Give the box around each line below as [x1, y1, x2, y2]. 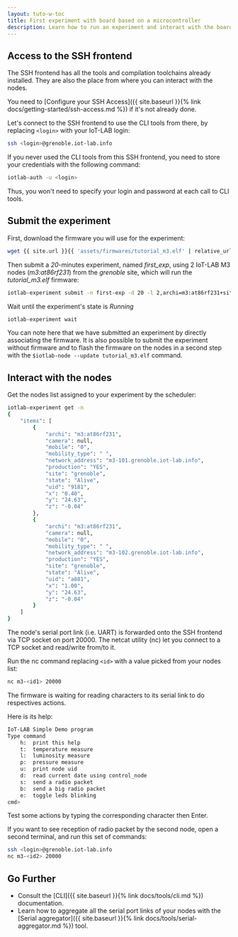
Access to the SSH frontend [7, 50, 132, 62]
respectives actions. [7, 698, 67, 706]
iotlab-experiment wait [7, 316, 78, 323]
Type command [7, 732, 46, 740]
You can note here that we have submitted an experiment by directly [7, 328, 207, 337]
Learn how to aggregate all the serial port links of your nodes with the [17, 906, 221, 915]
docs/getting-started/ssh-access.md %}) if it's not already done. [7, 105, 197, 113]
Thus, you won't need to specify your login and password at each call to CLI [7, 187, 229, 195]
